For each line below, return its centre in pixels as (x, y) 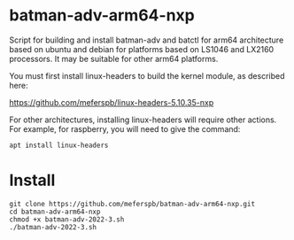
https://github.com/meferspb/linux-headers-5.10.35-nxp (112, 102)
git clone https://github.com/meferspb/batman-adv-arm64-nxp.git (132, 204)
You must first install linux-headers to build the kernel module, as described (147, 75)
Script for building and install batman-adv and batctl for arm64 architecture (147, 40)
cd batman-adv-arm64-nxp (55, 212)
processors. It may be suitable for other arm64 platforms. (114, 58)
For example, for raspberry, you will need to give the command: (125, 128)
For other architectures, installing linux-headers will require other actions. (143, 120)
